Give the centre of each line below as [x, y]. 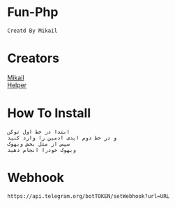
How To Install [49, 113]
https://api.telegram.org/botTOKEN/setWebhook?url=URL [89, 196]
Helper [17, 85]
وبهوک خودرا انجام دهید [42, 150]
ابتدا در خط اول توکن [39, 132]
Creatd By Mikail [32, 31]
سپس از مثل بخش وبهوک [39, 144]
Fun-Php [33, 12]
